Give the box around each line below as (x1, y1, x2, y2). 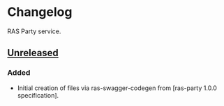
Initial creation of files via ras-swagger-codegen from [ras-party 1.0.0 (17, 84, 218, 92)
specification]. (17, 91, 59, 99)
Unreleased (7, 47, 59, 59)
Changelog (7, 4, 73, 20)
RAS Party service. (7, 27, 61, 35)
